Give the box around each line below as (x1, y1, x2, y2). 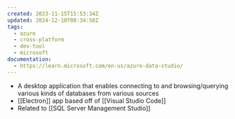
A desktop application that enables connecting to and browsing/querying (17, 81, 229, 90)
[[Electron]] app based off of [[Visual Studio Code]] (17, 96, 166, 105)
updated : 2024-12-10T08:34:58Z (7, 17, 99, 24)
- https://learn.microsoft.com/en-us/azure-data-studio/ (13, 62, 184, 69)
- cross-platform (13, 36, 65, 43)
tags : (7, 23, 23, 30)
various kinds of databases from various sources (17, 89, 159, 97)
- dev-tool (13, 43, 46, 50)
